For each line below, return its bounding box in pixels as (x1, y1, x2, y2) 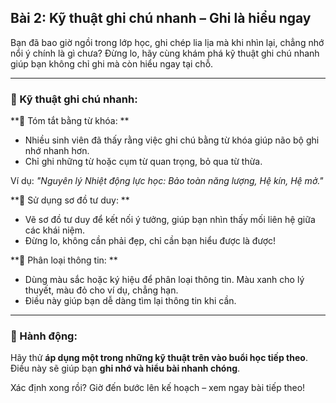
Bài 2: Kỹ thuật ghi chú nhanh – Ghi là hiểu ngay (10, 10, 312, 27)
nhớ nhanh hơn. (24, 145, 90, 157)
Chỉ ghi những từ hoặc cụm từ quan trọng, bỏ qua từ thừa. (24, 156, 263, 168)
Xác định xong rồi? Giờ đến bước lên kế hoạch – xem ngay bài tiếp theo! (10, 382, 306, 394)
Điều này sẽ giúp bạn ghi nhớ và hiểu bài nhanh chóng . (10, 362, 241, 375)
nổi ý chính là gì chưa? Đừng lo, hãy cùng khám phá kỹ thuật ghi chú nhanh (10, 47, 320, 59)
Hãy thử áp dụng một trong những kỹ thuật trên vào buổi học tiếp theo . (10, 352, 308, 364)
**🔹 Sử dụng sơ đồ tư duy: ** (10, 194, 130, 206)
